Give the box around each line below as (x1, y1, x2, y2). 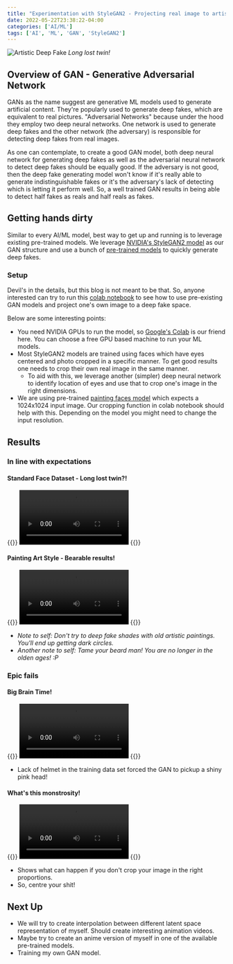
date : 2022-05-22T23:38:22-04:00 (7, 17, 104, 24)
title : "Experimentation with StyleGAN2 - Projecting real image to (7, 10, 209, 17)
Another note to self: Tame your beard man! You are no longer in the (17, 646, 214, 654)
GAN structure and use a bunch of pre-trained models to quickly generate (7, 246, 218, 254)
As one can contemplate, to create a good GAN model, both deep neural (7, 148, 214, 157)
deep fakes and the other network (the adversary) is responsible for (7, 128, 201, 136)
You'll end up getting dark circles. (17, 639, 114, 647)
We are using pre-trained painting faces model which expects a (17, 394, 199, 402)
